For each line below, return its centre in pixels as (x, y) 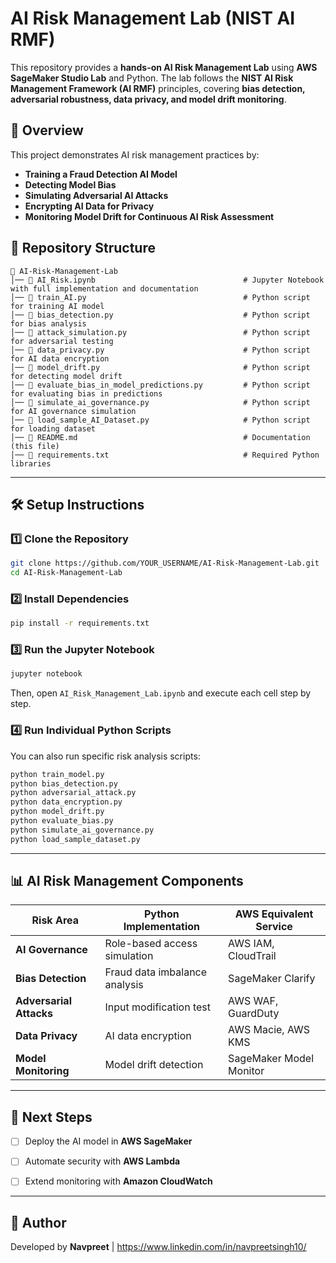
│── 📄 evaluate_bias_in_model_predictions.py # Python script (160, 385)
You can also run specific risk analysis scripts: (105, 756)
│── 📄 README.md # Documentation (160, 437)
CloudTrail (252, 956)
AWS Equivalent (274, 914)
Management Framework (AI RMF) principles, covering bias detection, (158, 88)
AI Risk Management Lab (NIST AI (153, 18)
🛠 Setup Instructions (77, 504)
